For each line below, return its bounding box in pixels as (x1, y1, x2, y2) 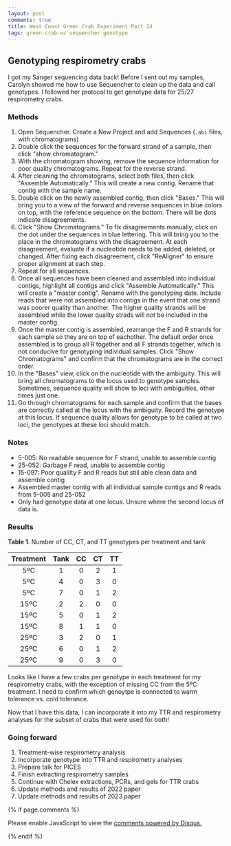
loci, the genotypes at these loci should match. (17, 421, 151, 429)
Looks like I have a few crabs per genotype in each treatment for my (8, 672, 201, 681)
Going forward (8, 732, 58, 742)
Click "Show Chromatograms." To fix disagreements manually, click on (17, 223, 218, 231)
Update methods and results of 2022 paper (17, 785, 141, 793)
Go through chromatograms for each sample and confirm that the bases (17, 399, 222, 407)
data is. (17, 504, 39, 513)
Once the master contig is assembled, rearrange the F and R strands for (17, 325, 222, 334)
